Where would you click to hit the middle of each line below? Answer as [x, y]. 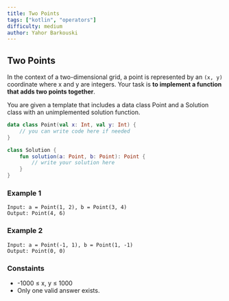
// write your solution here [73, 163]
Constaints [26, 268]
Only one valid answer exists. [58, 290]
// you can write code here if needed [75, 131]
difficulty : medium [35, 26]
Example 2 [25, 231]
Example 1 [24, 193]
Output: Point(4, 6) [37, 214]
